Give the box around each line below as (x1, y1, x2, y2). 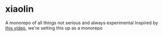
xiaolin (5, 3, 34, 15)
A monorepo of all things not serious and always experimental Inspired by (5, 20, 158, 26)
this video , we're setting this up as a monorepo (5, 25, 103, 31)
